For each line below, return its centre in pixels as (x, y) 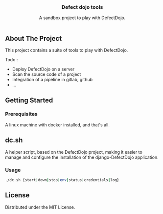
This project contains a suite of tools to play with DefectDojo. (67, 50)
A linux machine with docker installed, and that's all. (58, 125)
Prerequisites (21, 114)
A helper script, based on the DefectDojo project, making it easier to (74, 152)
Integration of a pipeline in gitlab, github (52, 80)
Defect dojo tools (82, 7)
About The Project (34, 38)
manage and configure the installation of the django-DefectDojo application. (82, 157)
